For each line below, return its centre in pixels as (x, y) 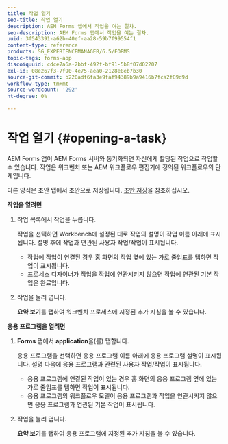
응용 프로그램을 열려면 (36, 326)
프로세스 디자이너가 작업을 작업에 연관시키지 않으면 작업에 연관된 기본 (119, 274)
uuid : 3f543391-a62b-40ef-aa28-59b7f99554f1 (72, 39)
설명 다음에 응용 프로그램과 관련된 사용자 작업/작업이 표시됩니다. (117, 364)
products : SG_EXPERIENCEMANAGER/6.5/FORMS (68, 52)
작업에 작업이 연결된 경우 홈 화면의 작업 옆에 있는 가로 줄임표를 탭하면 (119, 257)
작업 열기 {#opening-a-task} (87, 138)
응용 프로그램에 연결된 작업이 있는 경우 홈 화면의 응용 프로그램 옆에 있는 (122, 378)
